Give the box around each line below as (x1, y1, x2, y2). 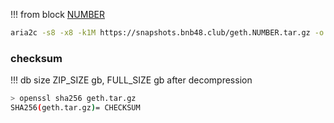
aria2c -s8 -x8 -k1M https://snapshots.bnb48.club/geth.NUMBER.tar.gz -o (10, 28, 325, 38)
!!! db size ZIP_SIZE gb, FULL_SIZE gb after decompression (10, 74, 253, 86)
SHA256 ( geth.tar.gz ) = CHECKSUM (10, 103, 141, 113)
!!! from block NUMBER (10, 9, 106, 20)
